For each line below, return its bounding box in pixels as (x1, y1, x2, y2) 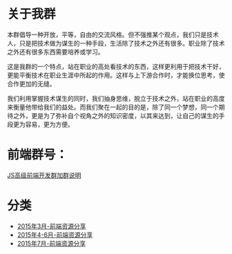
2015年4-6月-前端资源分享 (17, 231, 93, 239)
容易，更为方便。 (25, 120, 74, 128)
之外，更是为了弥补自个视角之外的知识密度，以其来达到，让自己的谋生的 (12, 111, 219, 119)
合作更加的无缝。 (7, 79, 56, 88)
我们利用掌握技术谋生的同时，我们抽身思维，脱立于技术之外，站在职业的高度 (7, 94, 225, 102)
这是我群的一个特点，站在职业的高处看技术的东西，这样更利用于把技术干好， (7, 62, 225, 70)
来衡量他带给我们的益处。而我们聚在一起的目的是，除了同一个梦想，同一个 (7, 103, 219, 111)
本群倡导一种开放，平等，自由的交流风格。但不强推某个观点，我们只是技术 (7, 30, 219, 39)
